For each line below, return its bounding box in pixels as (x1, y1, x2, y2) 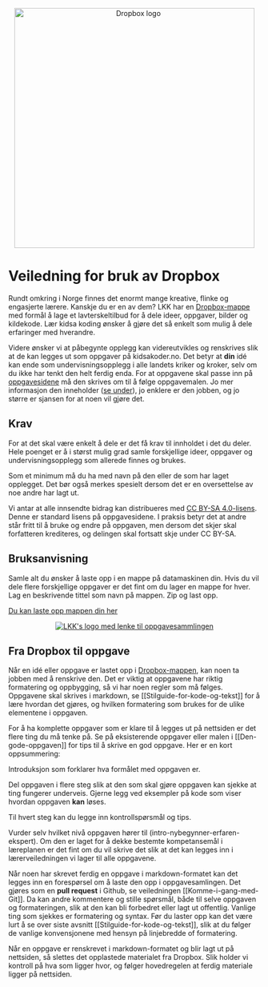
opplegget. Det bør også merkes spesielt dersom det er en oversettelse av (8, 479, 254, 489)
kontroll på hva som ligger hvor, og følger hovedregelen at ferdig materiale (8, 961, 254, 971)
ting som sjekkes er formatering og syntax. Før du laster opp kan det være (8, 912, 254, 921)
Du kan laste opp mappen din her (8, 605, 118, 615)
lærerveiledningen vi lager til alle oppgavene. (8, 853, 157, 863)
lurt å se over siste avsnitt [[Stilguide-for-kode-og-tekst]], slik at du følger (8, 920, 252, 929)
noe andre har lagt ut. (8, 488, 80, 497)
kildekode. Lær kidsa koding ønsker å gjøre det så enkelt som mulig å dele (8, 318, 253, 328)
